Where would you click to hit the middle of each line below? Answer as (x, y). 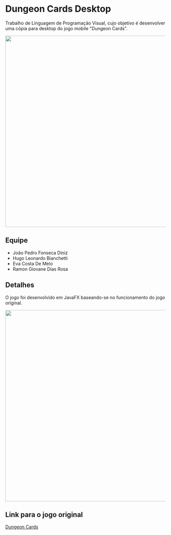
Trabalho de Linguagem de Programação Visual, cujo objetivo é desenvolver (85, 23)
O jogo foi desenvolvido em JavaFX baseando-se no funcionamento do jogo (85, 297)
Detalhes (20, 285)
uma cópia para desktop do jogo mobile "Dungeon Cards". (67, 28)
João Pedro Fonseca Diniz (40, 253)
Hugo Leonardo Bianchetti (40, 258)
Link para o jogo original (44, 514)
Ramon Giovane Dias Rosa (40, 269)
